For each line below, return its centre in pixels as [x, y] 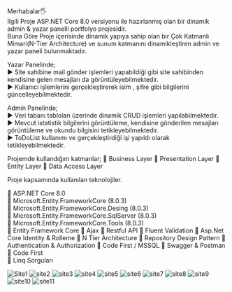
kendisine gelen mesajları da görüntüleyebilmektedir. [83, 79]
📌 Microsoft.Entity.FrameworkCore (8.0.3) [67, 201]
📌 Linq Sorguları [30, 260]
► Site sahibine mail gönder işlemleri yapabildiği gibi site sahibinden [106, 72]
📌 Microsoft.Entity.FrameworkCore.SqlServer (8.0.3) [82, 216]
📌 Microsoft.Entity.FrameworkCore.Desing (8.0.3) [78, 208]
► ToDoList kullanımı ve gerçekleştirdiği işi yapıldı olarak [88, 138]
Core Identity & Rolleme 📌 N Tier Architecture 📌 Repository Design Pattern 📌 [116, 238]
